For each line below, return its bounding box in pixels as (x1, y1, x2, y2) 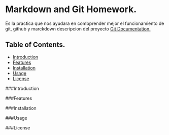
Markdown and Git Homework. (5, 4, 137, 15)
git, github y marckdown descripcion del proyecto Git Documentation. (5, 25, 151, 31)
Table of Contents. (5, 41, 65, 49)
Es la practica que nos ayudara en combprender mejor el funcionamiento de (5, 20, 164, 26)
